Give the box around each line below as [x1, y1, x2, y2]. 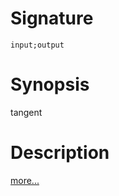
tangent [10, 106, 43, 118]
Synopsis [10, 73, 90, 96]
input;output [10, 40, 65, 50]
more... [10, 174, 40, 186]
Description [10, 142, 110, 164]
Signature [10, 7, 94, 30]
